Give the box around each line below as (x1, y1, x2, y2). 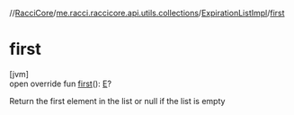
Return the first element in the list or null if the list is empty (9, 95, 226, 106)
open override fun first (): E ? (9, 78, 112, 89)
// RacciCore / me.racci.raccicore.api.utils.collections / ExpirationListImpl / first (9, 8, 285, 18)
